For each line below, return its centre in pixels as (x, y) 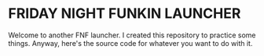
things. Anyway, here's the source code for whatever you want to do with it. (130, 43)
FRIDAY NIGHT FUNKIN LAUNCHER (125, 14)
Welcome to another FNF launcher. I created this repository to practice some (132, 35)
